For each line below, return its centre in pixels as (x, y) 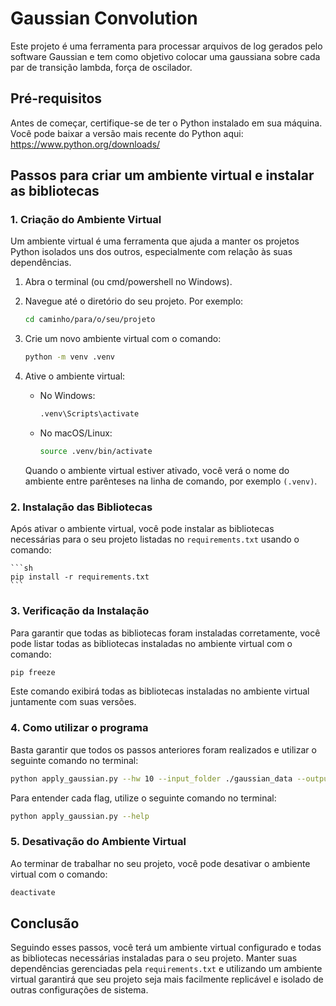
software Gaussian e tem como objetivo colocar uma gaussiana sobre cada (165, 56)
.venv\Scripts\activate (89, 414)
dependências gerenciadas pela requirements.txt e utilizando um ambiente (166, 969)
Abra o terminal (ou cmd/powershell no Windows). (128, 282)
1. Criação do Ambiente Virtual (86, 220)
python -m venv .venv (69, 357)
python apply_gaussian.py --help (80, 816)
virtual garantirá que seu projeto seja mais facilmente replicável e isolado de (167, 979)
